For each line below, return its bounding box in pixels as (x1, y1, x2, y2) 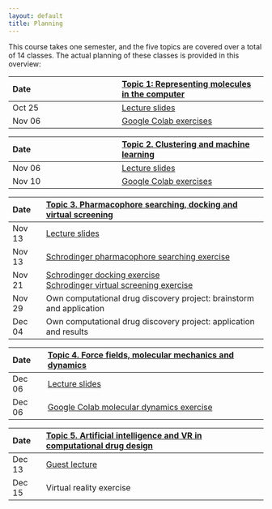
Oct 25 (12, 102, 39, 113)
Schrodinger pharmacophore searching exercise (45, 250, 231, 262)
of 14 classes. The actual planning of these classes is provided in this (8, 50, 240, 60)
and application (45, 302, 105, 314)
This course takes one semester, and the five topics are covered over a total (8, 41, 262, 51)
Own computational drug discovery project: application (45, 315, 255, 327)
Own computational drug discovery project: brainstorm (45, 293, 255, 304)
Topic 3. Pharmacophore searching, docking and (45, 199, 238, 210)
